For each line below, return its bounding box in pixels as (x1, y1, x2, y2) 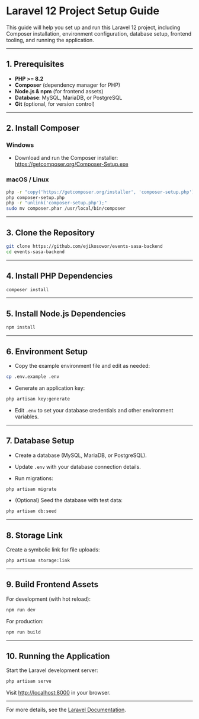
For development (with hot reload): (6, 595, 91, 603)
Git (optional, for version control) (14, 100, 95, 108)
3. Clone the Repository (6, 228, 95, 238)
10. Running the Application (6, 651, 110, 661)
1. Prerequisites (6, 59, 65, 70)
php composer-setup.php (6, 194, 65, 200)
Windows (6, 141, 34, 149)
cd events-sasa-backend (6, 248, 65, 255)
